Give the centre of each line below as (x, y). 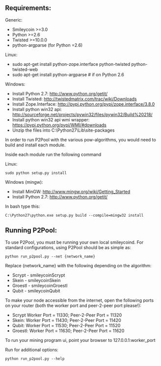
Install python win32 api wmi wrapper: (51, 119)
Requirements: (28, 8)
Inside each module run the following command (53, 154)
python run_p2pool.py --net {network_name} (50, 256)
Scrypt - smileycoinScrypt (39, 275)
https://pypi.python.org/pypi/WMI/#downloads (59, 125)
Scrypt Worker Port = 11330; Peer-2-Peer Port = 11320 (67, 315)
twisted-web (25, 69)
